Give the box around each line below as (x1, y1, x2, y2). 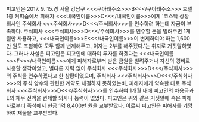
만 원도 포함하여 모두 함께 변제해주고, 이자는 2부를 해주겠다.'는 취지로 (6, 42, 166, 49)
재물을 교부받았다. (17, 110, 59, 116)
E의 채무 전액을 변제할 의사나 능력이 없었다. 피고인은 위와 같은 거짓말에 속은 (6, 95, 181, 101)
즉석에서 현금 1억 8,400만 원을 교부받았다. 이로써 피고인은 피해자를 (26, 102, 182, 109)
